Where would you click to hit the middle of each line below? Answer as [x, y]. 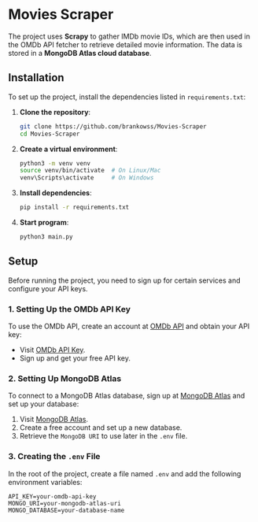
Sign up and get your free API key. [75, 358]
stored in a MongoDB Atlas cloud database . [80, 53]
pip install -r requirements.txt [74, 207]
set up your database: [44, 404]
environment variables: [45, 482]
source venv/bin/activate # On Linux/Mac [90, 171]
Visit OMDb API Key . [52, 350]
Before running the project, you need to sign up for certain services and [125, 280]
